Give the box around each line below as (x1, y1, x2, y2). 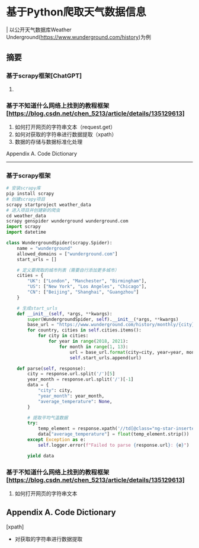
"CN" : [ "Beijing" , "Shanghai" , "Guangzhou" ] (27, 289, 139, 295)
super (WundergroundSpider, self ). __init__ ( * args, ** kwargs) (27, 316, 179, 323)
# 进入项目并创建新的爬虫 (6, 207, 60, 213)
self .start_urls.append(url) (69, 354, 142, 361)
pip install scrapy (6, 191, 54, 197)
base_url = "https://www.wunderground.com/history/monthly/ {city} (27, 322, 195, 328)
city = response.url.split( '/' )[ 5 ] (27, 371, 115, 377)
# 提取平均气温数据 (27, 415, 68, 421)
